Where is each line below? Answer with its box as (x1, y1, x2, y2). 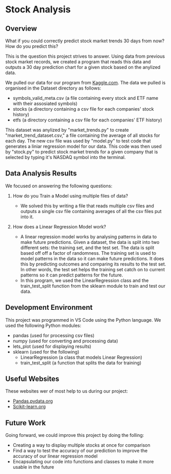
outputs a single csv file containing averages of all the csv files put (20, 208, 162, 214)
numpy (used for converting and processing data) (12, 338, 118, 344)
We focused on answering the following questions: (5, 183, 112, 189)
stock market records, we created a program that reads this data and (5, 59, 151, 65)
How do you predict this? (5, 43, 59, 49)
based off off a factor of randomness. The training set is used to (20, 250, 157, 256)
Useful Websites (5, 375, 60, 383)
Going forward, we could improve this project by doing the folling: (5, 432, 144, 438)
